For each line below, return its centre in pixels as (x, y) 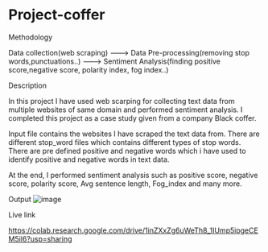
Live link (22, 214)
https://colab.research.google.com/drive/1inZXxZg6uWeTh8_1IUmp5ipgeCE (134, 230)
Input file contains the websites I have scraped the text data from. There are (134, 134)
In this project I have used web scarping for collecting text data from (122, 101)
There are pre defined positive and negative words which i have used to (128, 151)
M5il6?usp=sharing (40, 238)
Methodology (31, 37)
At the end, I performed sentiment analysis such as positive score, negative (133, 175)
